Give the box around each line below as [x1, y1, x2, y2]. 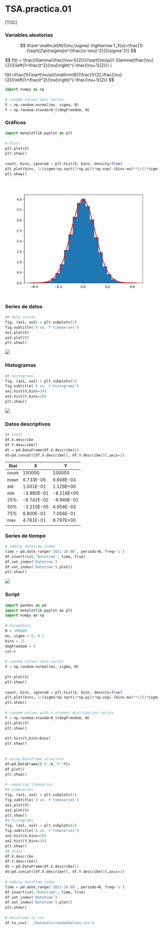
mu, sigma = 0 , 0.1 [5, 633, 45, 638]
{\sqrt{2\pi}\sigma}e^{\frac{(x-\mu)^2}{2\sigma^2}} [26, 48, 130, 54]
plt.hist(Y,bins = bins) [5, 736, 51, 741]
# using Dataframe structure [5, 757, 64, 761]
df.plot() [5, 767, 25, 772]
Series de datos [5, 303, 43, 310]
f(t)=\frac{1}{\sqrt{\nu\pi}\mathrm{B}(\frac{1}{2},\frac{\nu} [5, 72, 122, 78]
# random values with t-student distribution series [5, 710, 114, 715]
